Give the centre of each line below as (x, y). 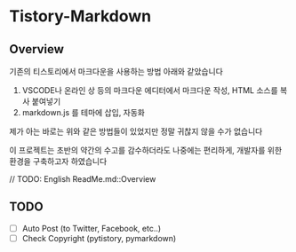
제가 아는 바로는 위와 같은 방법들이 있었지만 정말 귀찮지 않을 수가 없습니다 (136, 131)
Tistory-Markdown (80, 16)
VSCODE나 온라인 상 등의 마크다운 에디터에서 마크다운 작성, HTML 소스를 (150, 90)
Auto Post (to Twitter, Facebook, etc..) (92, 228)
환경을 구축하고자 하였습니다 (58, 161)
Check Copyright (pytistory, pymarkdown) (99, 238)
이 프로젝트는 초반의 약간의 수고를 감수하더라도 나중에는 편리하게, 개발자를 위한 (146, 150)
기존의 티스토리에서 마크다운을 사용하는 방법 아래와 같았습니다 (116, 71)
